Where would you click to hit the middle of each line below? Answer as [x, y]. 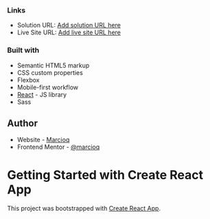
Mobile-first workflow [48, 87]
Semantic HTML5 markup [53, 65]
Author [22, 123]
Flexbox [28, 80]
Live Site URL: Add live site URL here [69, 32]
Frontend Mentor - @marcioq [58, 147]
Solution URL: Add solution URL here [69, 25]
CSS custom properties [50, 72]
